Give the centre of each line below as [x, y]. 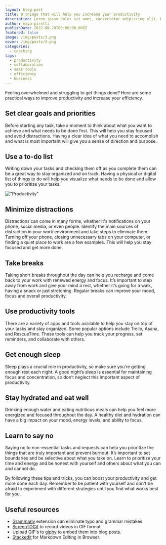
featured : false [22, 33]
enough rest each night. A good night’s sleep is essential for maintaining [79, 372]
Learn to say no [29, 436]
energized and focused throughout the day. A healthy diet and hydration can [83, 415]
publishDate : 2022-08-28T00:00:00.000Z [46, 28]
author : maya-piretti [27, 23]
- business [21, 79]
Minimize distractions [39, 209]
